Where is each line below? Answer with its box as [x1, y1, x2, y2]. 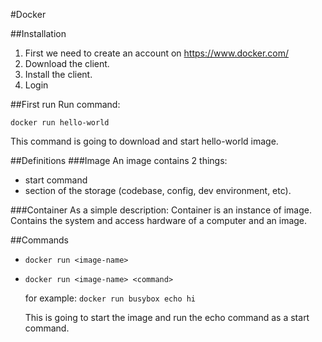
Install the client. [24, 69, 93, 80]
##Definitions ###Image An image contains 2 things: [10, 155, 228, 166]
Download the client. [24, 58, 110, 69]
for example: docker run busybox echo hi [24, 292, 197, 304]
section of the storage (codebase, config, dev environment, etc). [24, 185, 292, 196]
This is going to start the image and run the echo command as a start [24, 312, 310, 323]
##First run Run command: [10, 99, 121, 110]
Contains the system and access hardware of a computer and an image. [10, 215, 308, 226]
